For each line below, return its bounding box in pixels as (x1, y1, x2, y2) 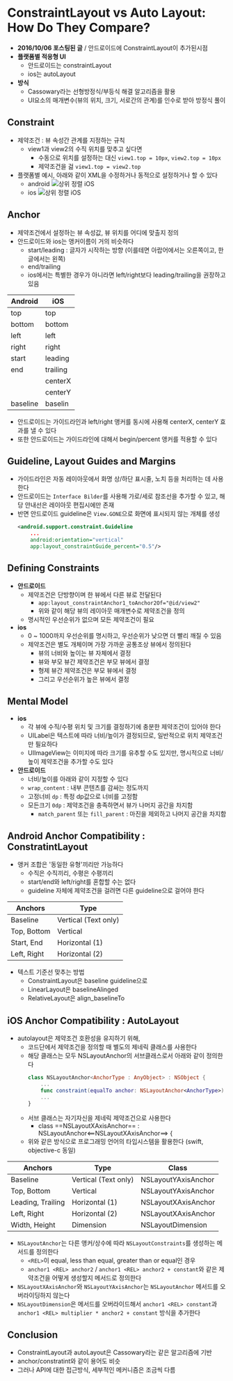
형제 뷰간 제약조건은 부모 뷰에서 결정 (38, 666, 137, 674)
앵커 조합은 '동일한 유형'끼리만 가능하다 (17, 860, 124, 869)
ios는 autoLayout (27, 70, 76, 78)
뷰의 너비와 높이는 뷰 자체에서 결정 (38, 648, 131, 657)
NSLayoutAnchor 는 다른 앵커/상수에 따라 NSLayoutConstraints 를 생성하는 (17, 1239, 216, 1247)
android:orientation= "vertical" (30, 537, 124, 544)
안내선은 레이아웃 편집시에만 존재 (24, 501, 115, 510)
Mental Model (7, 696, 68, 708)
